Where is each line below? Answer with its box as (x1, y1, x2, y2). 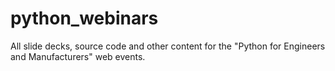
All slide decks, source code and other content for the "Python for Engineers (10, 40, 326, 52)
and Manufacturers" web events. (10, 50, 146, 62)
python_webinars (10, 7, 159, 30)
